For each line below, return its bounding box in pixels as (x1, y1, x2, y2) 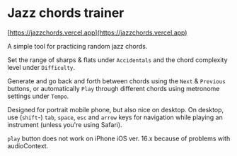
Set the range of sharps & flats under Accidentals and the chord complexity (7, 55, 228, 64)
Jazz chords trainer (7, 5, 125, 21)
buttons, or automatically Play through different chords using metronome (7, 84, 220, 92)
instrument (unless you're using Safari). (7, 120, 122, 128)
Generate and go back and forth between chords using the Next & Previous (7, 76, 226, 85)
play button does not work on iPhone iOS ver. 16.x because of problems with (7, 134, 231, 143)
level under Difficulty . (7, 63, 76, 71)
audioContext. (7, 141, 49, 150)
